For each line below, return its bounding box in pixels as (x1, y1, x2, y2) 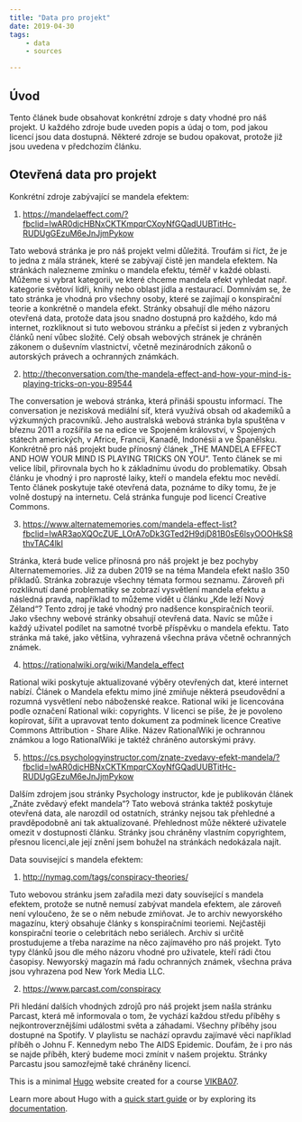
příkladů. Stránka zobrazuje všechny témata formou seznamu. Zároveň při (9, 575, 285, 585)
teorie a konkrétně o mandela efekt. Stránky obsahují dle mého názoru (9, 303, 270, 313)
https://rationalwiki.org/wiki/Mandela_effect (22, 659, 185, 669)
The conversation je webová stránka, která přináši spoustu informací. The (9, 395, 283, 407)
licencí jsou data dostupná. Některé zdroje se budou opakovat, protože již (9, 131, 283, 142)
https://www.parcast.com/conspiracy (22, 983, 161, 994)
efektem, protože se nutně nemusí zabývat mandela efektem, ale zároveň (9, 898, 282, 909)
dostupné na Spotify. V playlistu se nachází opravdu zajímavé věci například (9, 1029, 291, 1040)
